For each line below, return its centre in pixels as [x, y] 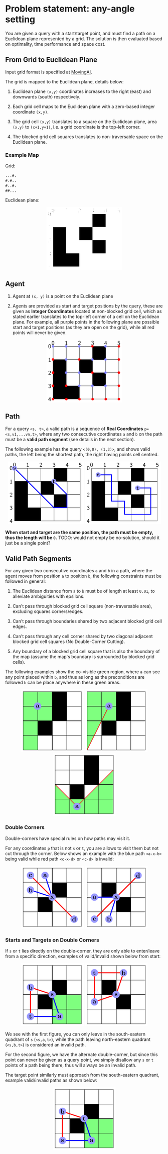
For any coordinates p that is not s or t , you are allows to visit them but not [82, 848]
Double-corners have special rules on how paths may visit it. [68, 838]
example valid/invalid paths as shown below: [51, 1080]
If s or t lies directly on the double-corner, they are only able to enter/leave [82, 951]
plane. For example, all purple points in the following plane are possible [86, 322]
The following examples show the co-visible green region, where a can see [83, 672]
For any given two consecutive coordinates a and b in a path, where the [79, 571]
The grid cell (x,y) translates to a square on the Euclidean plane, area [85, 122]
